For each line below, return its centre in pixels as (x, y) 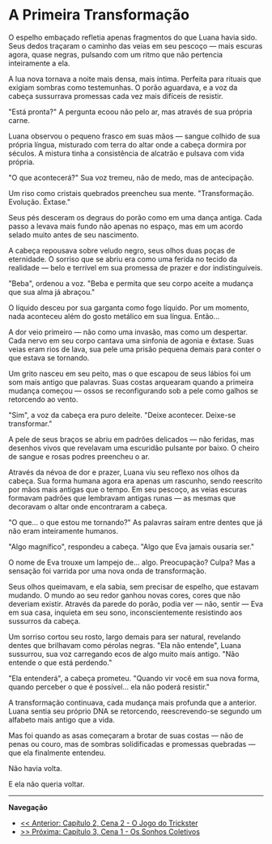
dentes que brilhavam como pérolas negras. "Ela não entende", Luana (125, 645)
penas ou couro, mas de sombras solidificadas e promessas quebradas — (132, 744)
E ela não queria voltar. (47, 784)
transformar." (30, 424)
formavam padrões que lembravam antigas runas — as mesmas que (122, 498)
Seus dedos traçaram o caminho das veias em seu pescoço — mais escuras (136, 45)
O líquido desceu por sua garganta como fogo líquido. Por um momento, (129, 307)
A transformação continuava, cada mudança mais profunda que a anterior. (133, 702)
